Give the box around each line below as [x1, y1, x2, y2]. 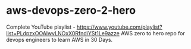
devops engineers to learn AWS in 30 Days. [6, 36, 113, 43]
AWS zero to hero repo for [121, 29, 186, 36]
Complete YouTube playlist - [6, 23, 76, 30]
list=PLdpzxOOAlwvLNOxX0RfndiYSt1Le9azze [6, 29, 120, 36]
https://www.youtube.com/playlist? [76, 23, 162, 30]
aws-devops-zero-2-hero [6, 4, 136, 17]
